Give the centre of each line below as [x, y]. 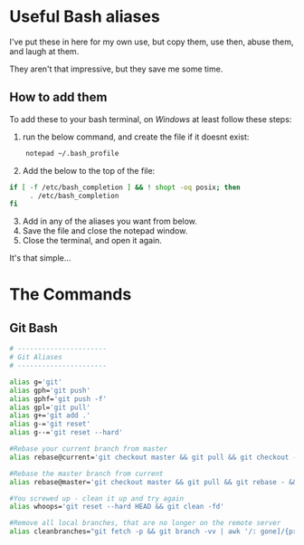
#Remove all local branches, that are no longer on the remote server [145, 523]
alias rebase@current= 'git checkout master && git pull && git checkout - [153, 457]
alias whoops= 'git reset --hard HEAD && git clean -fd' [117, 507]
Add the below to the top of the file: [89, 170]
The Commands [71, 295]
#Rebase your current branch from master [89, 449]
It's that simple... [40, 258]
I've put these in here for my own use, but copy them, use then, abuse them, [152, 42]
